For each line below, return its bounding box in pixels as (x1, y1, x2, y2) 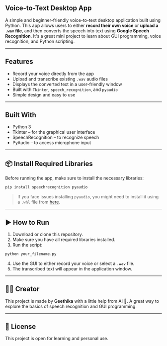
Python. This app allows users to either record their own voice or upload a (5, 22, 159, 28)
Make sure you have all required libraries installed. (12, 236, 116, 243)
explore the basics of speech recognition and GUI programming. (5, 303, 137, 309)
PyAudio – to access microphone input (12, 140, 91, 146)
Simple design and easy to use (12, 91, 76, 97)
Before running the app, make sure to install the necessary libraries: (5, 175, 144, 181)
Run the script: (12, 242, 43, 248)
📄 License (5, 323, 36, 331)
